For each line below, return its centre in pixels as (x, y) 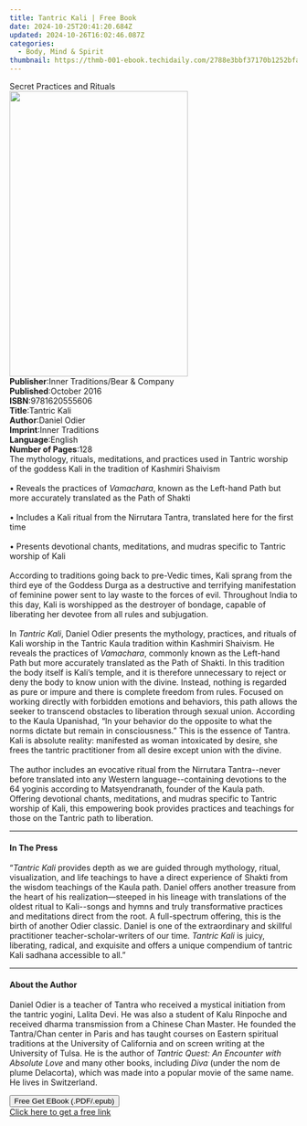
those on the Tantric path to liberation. (81, 818)
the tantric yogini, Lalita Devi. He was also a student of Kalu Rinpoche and (148, 1015)
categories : (32, 43)
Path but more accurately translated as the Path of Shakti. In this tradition (147, 663)
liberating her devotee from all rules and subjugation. (109, 614)
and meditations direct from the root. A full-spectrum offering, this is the (145, 916)
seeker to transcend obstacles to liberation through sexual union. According (152, 711)
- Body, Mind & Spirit (61, 52)
